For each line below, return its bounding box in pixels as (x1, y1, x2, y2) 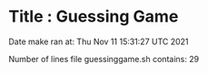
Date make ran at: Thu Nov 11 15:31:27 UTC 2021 (8, 36, 189, 47)
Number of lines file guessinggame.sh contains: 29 (8, 53, 200, 64)
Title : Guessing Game (8, 6, 179, 27)
